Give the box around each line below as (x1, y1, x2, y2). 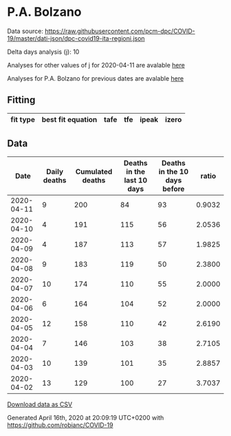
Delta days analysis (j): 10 (7, 48, 80, 56)
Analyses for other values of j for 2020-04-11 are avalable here (7, 61, 186, 69)
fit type (10, 114, 36, 124)
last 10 (124, 175, 148, 185)
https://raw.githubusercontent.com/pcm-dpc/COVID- (44, 27, 196, 35)
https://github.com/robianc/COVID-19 (7, 421, 113, 429)
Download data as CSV (7, 400, 73, 408)
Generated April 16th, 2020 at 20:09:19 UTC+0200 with (7, 413, 164, 422)
